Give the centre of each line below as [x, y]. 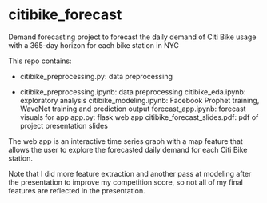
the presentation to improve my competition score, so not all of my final [126, 182]
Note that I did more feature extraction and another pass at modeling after [130, 173]
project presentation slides [64, 125]
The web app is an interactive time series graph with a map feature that [126, 141]
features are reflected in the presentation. [77, 190]
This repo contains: [40, 61]
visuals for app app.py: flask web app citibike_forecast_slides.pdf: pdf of [139, 117]
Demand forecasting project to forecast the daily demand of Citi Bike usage [132, 37]
